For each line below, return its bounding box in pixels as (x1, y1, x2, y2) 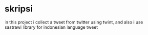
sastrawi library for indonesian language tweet (4, 24, 98, 30)
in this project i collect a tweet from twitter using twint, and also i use (4, 19, 143, 25)
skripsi (4, 3, 33, 14)
